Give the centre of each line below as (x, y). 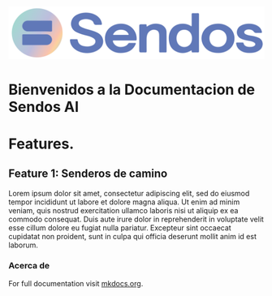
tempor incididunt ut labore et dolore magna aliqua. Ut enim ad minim (124, 202)
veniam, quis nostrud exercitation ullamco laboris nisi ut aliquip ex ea (123, 210)
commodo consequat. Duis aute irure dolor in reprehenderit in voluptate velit (136, 219)
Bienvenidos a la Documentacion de (132, 90)
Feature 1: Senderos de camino (88, 174)
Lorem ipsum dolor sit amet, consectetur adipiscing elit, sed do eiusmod (129, 193)
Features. (41, 144)
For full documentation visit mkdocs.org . (76, 283)
